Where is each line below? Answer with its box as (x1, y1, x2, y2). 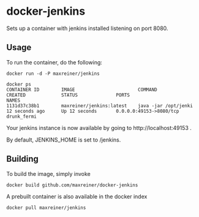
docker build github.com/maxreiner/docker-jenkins (6, 182, 138, 188)
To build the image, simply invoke (6, 170, 91, 177)
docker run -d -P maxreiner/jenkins (6, 70, 100, 77)
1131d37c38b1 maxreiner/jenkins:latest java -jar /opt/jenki (6, 102, 193, 108)
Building (6, 154, 39, 164)
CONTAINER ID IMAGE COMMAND (6, 86, 157, 93)
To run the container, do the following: (6, 58, 103, 66)
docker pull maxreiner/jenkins (6, 204, 86, 211)
